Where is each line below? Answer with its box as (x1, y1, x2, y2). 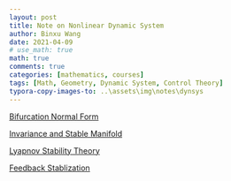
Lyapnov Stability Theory (9, 145, 100, 155)
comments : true (9, 63, 65, 72)
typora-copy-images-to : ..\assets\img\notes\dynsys (9, 87, 204, 95)
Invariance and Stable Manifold (9, 128, 123, 139)
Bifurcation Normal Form (9, 111, 99, 122)
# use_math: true (9, 46, 73, 55)
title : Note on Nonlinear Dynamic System (9, 21, 165, 30)
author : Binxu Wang (9, 29, 81, 38)
